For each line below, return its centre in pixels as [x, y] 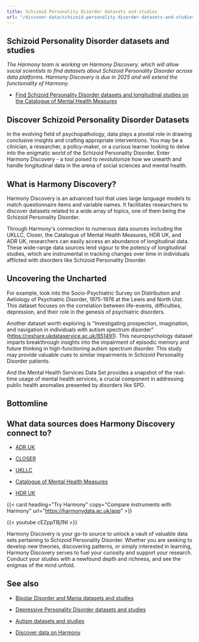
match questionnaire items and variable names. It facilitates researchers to [97, 204]
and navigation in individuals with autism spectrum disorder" [80, 330]
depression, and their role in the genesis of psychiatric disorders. [86, 312]
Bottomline [27, 404]
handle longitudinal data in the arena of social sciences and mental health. [97, 166]
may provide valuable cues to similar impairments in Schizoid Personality [95, 354]
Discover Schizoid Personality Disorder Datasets [98, 120]
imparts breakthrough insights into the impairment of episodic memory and [98, 342]
